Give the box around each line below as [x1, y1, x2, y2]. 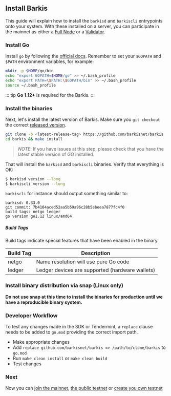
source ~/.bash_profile [5, 82, 56, 88]
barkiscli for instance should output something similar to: [5, 191, 128, 197]
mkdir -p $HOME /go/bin [5, 69, 54, 74]
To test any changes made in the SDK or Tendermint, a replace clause [5, 323, 153, 329]
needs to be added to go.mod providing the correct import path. [5, 329, 138, 335]
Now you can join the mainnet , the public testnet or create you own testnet [5, 385, 163, 391]
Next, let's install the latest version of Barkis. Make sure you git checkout [5, 116, 160, 122]
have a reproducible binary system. [5, 299, 83, 305]
